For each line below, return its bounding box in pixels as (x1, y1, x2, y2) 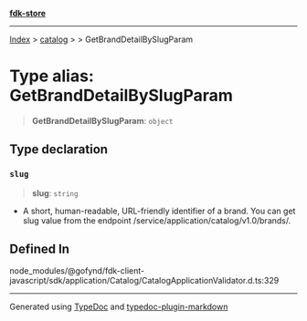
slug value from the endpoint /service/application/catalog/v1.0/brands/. (22, 214, 291, 226)
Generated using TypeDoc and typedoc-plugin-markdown (9, 301, 228, 313)
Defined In (9, 242, 70, 257)
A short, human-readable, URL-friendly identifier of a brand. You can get (22, 205, 296, 216)
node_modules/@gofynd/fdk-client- (9, 265, 144, 276)
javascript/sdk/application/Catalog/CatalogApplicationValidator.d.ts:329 (9, 275, 280, 286)
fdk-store (9, 8, 47, 18)
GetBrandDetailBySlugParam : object (31, 115, 174, 126)
